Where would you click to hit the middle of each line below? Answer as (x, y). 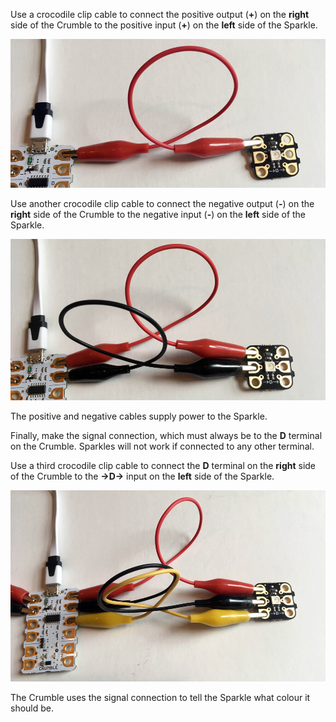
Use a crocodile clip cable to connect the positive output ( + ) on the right (160, 14)
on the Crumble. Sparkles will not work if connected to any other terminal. (162, 446)
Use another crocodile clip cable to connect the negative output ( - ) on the (162, 203)
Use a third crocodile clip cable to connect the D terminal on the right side (163, 466)
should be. (32, 708)
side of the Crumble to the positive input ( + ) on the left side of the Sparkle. (164, 25)
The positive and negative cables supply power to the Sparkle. (139, 416)
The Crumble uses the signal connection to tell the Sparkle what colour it (160, 697)
